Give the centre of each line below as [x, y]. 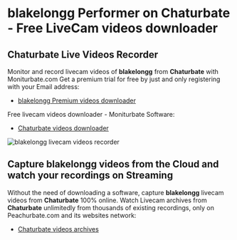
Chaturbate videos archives [58, 229]
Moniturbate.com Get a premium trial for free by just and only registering [114, 79]
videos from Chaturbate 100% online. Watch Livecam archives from [107, 200]
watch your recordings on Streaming [90, 176]
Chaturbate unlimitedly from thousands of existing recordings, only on [111, 207]
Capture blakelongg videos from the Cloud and [113, 164]
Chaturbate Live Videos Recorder [83, 54]
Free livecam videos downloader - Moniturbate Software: [91, 114]
